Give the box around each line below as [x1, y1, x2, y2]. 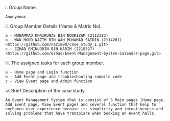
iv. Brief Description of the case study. [5, 88, 86, 93]
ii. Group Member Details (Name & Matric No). [5, 23, 102, 29]
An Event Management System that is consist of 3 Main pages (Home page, [5, 98, 166, 103]
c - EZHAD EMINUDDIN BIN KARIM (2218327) [5, 46, 95, 52]
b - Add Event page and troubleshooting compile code [5, 74, 123, 79]
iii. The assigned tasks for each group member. [5, 60, 105, 66]
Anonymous [5, 14, 27, 19]
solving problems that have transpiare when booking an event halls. [5, 111, 157, 116]
